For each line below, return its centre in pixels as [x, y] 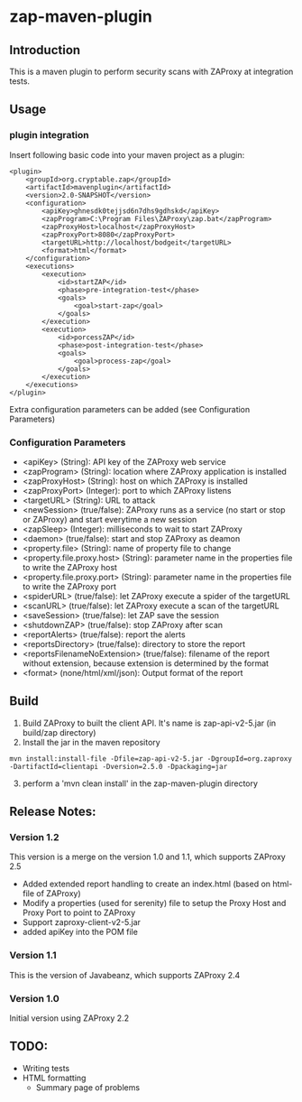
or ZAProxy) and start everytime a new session [110, 519]
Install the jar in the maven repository [91, 742]
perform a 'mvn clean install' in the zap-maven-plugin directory [140, 783]
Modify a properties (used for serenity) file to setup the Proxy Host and [154, 903]
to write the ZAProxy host [69, 567]
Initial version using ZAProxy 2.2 [69, 1018]
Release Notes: [53, 812]
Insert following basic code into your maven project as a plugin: [127, 154]
